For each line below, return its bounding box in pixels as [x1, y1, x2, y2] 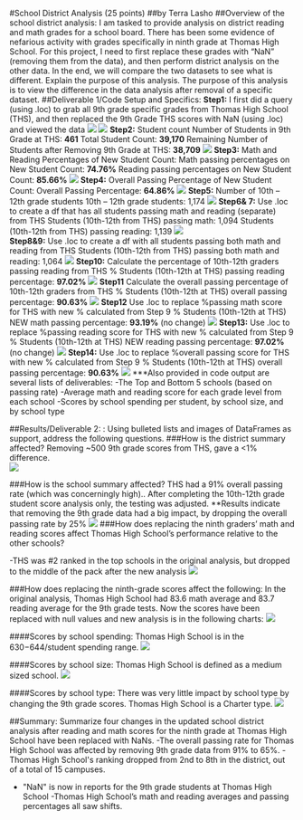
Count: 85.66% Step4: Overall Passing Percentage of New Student [9, 175, 272, 185]
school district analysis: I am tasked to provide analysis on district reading [9, 17, 285, 28]
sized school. [9, 670, 59, 681]
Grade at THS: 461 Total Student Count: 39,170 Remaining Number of [9, 134, 269, 144]
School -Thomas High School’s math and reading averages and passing [22, 791, 289, 802]
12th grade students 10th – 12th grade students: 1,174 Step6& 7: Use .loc [9, 196, 289, 206]
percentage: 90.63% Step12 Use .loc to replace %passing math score [9, 297, 283, 307]
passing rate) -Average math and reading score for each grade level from [9, 386, 282, 397]
